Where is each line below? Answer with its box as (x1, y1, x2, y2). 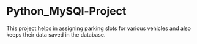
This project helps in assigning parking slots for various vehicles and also (6, 24, 191, 32)
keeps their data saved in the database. (6, 31, 106, 38)
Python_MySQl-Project (6, 4, 127, 18)
